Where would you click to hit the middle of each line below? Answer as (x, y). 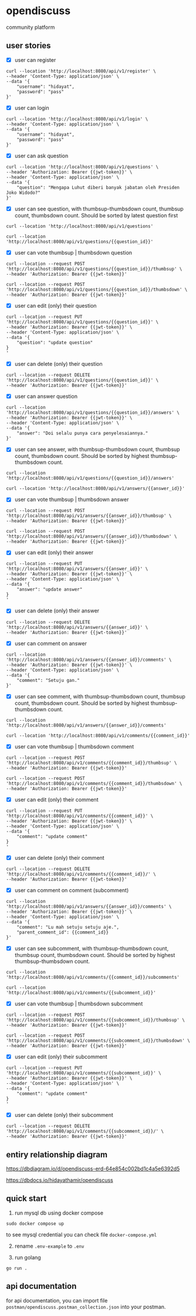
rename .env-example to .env (49, 1246)
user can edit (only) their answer (54, 553)
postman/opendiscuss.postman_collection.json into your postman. (86, 1307)
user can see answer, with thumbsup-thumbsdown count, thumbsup (97, 450)
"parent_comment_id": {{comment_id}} (63, 932)
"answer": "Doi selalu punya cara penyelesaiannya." (82, 433)
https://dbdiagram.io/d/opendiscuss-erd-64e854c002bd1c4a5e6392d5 (93, 1169)
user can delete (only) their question (58, 364)
